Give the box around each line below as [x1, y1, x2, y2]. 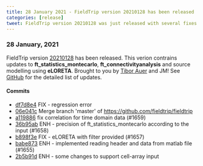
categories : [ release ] [6, 15, 64, 21]
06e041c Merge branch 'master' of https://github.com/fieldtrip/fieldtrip [15, 107, 193, 114]
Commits [6, 88, 30, 95]
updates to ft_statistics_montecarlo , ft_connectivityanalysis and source [6, 60, 191, 67]
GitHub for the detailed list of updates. [6, 74, 102, 81]
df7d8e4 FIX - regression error [15, 101, 92, 108]
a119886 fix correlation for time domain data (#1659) [15, 114, 146, 121]
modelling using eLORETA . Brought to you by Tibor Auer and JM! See [6, 67, 181, 74]
